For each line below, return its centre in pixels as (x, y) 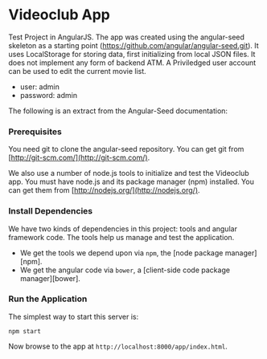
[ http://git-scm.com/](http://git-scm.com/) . (79, 157)
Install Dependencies (51, 211)
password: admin (49, 95)
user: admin (40, 87)
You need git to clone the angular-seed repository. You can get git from (126, 149)
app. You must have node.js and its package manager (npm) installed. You (131, 182)
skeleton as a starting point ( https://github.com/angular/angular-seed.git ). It (133, 45)
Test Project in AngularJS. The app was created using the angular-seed (127, 37)
